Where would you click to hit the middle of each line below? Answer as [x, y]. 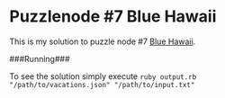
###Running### [40, 58]
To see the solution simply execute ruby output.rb [103, 76]
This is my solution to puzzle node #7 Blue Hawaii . [103, 41]
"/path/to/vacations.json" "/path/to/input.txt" [102, 85]
